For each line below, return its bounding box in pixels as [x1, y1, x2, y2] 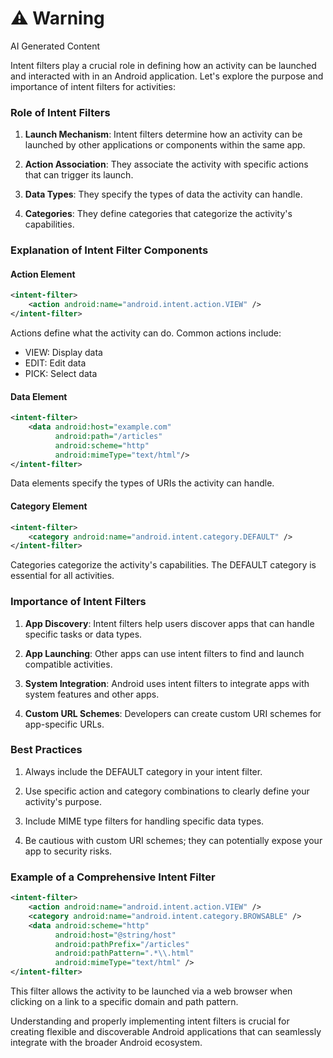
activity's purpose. [24, 795, 103, 807]
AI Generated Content [10, 40, 100, 52]
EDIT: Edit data [24, 357, 87, 369]
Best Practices [10, 743, 83, 757]
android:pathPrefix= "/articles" [54, 939, 190, 949]
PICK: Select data [24, 367, 98, 379]
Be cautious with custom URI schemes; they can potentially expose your [24, 834, 323, 846]
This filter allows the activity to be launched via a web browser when [10, 985, 293, 997]
